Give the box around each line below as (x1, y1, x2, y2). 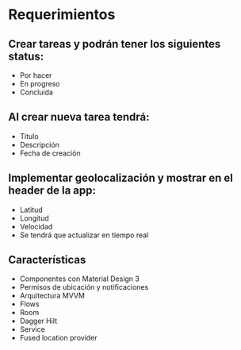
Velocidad (19, 221, 53, 231)
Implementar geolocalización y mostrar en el (8, 171, 234, 185)
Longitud (19, 213, 49, 223)
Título (19, 131, 39, 140)
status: (8, 49, 44, 63)
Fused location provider (19, 333, 98, 343)
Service (19, 325, 45, 334)
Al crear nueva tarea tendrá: (8, 110, 150, 124)
